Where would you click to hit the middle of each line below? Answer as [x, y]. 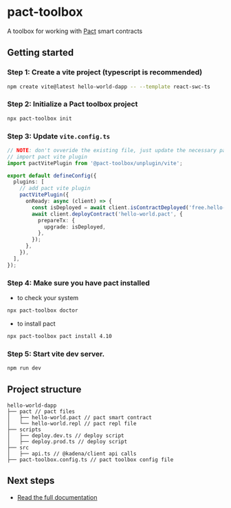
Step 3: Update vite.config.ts [59, 136]
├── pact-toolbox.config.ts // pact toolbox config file [90, 459]
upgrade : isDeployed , [75, 227]
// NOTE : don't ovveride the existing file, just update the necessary [112, 150]
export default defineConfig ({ [52, 176]
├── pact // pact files [41, 411]
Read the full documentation [57, 497]
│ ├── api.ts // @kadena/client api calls [72, 454]
